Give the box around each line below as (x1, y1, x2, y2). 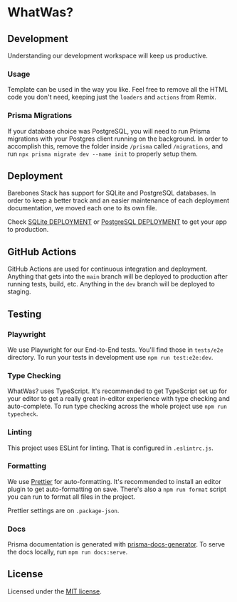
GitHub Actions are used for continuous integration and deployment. (7, 264, 208, 274)
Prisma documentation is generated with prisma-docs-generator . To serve (7, 540, 226, 549)
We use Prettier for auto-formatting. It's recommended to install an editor (7, 477, 222, 485)
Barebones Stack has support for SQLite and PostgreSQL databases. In (7, 189, 216, 198)
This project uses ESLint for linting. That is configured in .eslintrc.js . (7, 444, 214, 452)
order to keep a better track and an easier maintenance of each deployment (7, 196, 230, 205)
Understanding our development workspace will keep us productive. (7, 51, 209, 60)
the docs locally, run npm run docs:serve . (7, 548, 128, 557)
